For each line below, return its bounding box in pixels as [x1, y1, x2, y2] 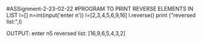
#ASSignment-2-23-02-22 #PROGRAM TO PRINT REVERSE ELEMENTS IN [6, 5, 194, 12]
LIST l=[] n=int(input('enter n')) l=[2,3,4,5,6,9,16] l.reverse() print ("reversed [6, 12, 196, 19]
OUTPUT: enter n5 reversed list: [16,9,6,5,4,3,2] [6, 30, 125, 37]
